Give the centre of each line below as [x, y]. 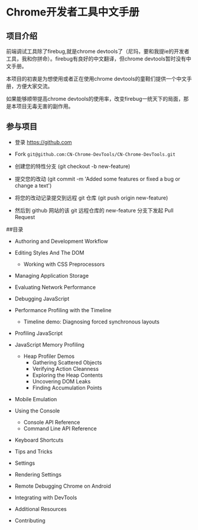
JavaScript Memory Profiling [49, 344]
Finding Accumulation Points [67, 388]
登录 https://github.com [43, 142]
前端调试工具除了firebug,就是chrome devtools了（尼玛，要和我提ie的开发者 [98, 51]
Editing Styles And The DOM [49, 252]
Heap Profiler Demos [49, 356]
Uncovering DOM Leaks [61, 381]
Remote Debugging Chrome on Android [63, 486]
